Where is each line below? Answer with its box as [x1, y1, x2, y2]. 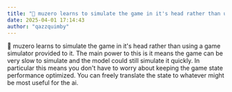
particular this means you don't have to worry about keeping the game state [7, 64, 223, 73]
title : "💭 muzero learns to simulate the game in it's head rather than [7, 10, 221, 17]
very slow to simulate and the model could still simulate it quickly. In [7, 57, 200, 65]
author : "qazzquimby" [7, 23, 70, 30]
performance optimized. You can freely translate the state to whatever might [7, 71, 224, 80]
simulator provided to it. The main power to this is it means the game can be [7, 49, 223, 57]
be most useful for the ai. [7, 79, 79, 87]
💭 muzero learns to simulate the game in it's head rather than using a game [7, 42, 221, 50]
